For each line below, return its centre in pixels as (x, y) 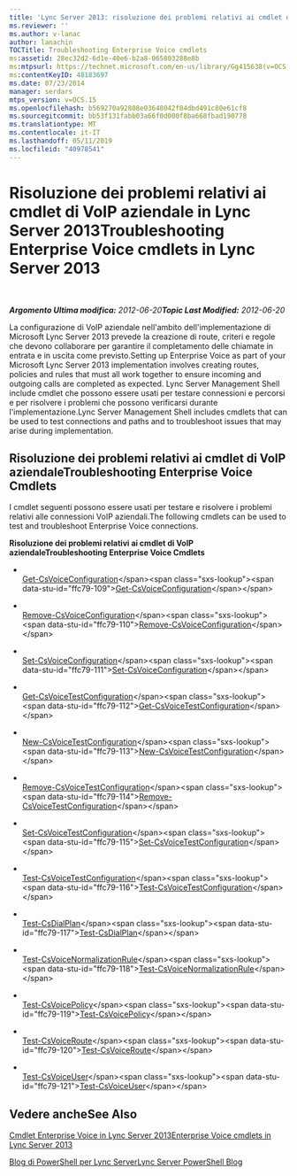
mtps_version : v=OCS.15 (53, 100)
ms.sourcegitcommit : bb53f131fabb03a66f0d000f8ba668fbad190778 (128, 116)
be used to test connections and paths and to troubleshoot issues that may (145, 421)
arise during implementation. (61, 430)
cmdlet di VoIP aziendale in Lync (130, 211)
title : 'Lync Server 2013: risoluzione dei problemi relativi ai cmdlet (146, 17)
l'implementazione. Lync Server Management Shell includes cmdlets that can (148, 412)
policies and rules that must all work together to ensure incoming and (135, 374)
